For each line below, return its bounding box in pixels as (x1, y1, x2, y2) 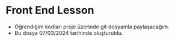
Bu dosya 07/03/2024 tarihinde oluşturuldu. (14, 29, 123, 36)
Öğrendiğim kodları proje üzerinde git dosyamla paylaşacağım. (14, 23, 170, 30)
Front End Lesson (5, 4, 94, 17)
